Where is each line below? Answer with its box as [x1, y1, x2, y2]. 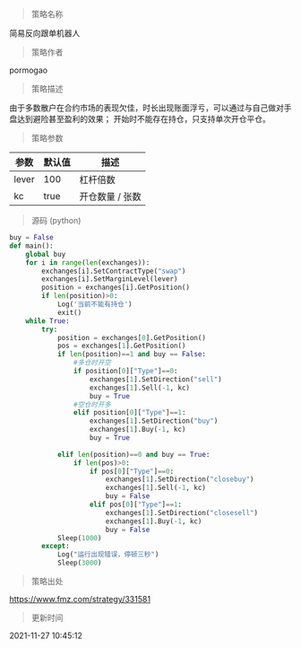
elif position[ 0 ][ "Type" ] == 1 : [73, 408, 186, 417]
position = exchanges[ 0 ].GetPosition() [56, 333, 206, 342]
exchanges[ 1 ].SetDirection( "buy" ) [89, 416, 219, 425]
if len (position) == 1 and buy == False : [56, 350, 206, 359]
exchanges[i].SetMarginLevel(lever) [41, 275, 178, 284]
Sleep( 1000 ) [56, 533, 102, 542]
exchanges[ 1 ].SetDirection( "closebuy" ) [105, 475, 254, 484]
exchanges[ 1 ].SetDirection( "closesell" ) [105, 508, 258, 517]
